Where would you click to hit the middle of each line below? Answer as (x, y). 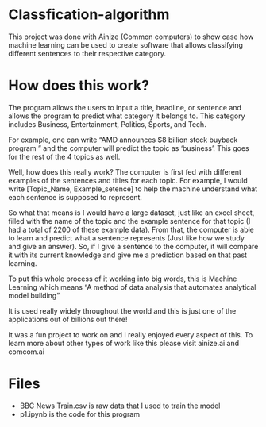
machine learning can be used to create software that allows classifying (126, 44)
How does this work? (79, 86)
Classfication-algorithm (89, 15)
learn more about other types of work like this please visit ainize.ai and (124, 343)
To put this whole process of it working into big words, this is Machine (123, 279)
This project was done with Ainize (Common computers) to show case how (131, 37)
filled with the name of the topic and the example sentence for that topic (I (129, 221)
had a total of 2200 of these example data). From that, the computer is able (131, 229)
